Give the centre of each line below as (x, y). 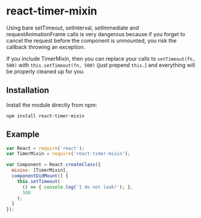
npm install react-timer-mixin (45, 116)
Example (23, 135)
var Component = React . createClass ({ (54, 165)
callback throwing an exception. (46, 47)
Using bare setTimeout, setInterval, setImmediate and (73, 28)
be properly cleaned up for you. (46, 71)
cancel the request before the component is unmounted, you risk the (91, 40)
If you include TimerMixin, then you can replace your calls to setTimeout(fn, (101, 58)
